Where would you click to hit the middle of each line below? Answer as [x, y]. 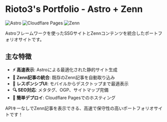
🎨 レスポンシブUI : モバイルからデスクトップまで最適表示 [70, 84]
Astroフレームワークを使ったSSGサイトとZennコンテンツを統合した [75, 33]
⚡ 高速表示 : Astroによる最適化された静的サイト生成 [65, 69]
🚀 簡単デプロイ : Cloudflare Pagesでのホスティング [64, 98]
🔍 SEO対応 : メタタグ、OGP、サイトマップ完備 [60, 90]
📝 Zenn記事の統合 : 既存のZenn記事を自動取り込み [63, 77]
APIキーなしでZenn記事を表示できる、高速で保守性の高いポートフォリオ [79, 108]
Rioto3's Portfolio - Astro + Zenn [74, 9]
